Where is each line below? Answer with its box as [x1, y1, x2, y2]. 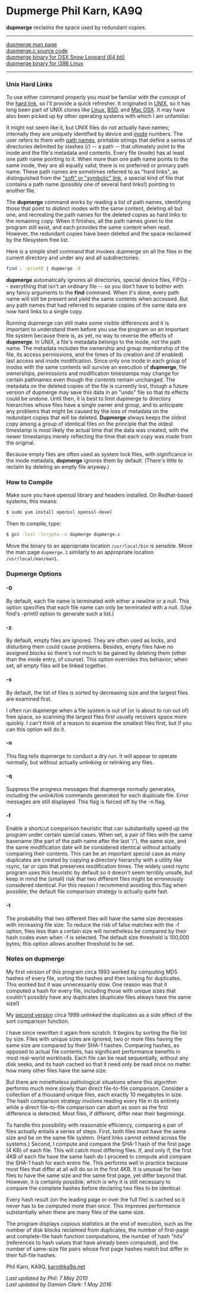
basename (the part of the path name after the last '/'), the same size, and [6, 838, 187, 845]
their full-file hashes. [6, 1251, 57, 1258]
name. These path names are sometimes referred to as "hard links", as [6, 168, 178, 176]
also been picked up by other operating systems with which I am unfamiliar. [6, 113, 191, 120]
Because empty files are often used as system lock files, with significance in [6, 451, 192, 458]
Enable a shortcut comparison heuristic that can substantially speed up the [6, 825, 189, 832]
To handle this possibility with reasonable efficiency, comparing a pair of [6, 1121, 184, 1128]
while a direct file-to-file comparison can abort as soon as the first [6, 1104, 168, 1111]
